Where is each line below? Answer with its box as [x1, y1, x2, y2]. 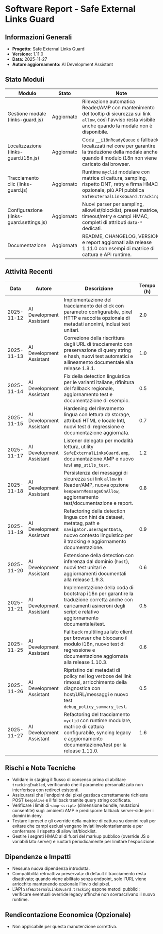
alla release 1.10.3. [64, 659, 108, 665]
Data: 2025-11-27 [12, 56, 48, 62]
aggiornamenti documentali [64, 570, 127, 577]
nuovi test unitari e [64, 564, 106, 571]
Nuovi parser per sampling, [82, 201, 144, 207]
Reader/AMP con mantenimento [82, 104, 155, 111]
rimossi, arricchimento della [64, 679, 127, 685]
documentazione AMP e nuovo [64, 455, 134, 462]
